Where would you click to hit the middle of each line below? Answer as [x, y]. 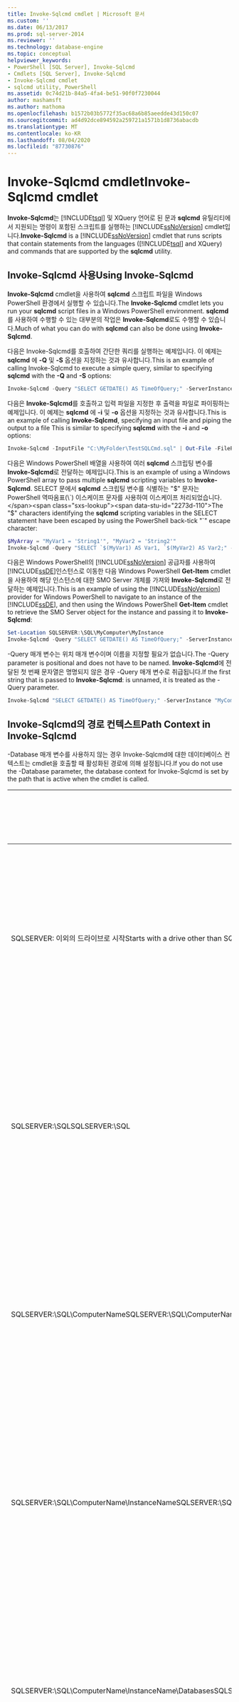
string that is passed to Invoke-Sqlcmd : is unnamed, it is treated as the [111, 680]
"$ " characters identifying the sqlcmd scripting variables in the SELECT [113, 513]
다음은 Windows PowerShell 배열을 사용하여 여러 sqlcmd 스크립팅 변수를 [110, 463]
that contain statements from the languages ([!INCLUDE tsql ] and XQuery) [115, 244]
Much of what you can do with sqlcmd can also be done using [106, 328]
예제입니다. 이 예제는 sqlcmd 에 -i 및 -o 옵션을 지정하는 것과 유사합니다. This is [117, 412]
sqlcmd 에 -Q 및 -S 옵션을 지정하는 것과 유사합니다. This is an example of [111, 360]
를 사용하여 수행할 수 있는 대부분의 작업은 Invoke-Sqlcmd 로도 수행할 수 [107, 319]
